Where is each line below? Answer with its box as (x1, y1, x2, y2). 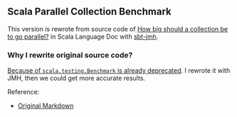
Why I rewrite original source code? (7, 50, 133, 60)
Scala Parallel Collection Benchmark (7, 6, 172, 18)
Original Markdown (17, 101, 74, 110)
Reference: (7, 88, 40, 96)
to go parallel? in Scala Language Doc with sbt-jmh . (7, 32, 159, 41)
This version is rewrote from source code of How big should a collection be (7, 24, 228, 33)
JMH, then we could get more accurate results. (7, 74, 146, 83)
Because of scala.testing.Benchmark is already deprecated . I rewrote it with (7, 66, 231, 75)
